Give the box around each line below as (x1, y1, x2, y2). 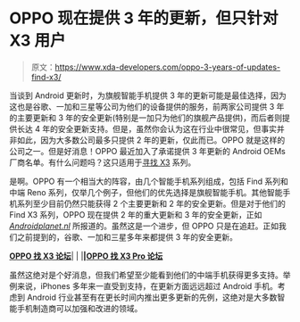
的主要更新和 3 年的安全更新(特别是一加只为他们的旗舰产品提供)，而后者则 (9, 112, 283, 123)
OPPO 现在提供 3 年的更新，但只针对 (9, 8, 279, 29)
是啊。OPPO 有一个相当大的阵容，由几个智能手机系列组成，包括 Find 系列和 (9, 176, 288, 186)
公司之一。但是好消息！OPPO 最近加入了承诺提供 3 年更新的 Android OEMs (9, 145, 286, 156)
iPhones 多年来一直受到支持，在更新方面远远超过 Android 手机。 (39, 280, 279, 291)
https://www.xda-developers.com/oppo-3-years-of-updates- (54, 62, 281, 72)
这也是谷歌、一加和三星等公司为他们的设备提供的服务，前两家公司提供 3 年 (9, 101, 285, 111)
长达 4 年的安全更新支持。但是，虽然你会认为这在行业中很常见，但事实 (16, 123, 277, 134)
